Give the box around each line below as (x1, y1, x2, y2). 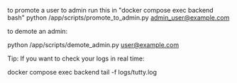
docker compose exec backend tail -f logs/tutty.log (7, 68, 158, 76)
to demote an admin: (7, 27, 68, 35)
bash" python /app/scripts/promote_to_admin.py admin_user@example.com (7, 13, 230, 22)
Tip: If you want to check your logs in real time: (7, 54, 145, 63)
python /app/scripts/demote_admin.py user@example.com (7, 41, 180, 49)
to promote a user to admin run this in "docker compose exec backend (7, 6, 214, 14)
